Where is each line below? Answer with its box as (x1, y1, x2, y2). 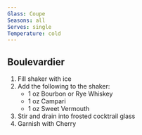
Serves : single (7, 23, 52, 30)
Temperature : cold (7, 30, 61, 37)
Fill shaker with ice (17, 75, 72, 83)
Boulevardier (7, 56, 65, 67)
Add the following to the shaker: (17, 82, 110, 91)
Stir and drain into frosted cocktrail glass (17, 112, 136, 120)
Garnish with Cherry (17, 120, 77, 128)
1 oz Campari (27, 97, 66, 105)
